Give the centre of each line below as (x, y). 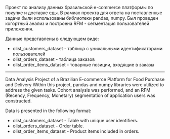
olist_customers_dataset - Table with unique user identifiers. (75, 120)
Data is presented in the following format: (48, 111)
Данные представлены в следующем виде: (52, 39)
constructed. (18, 101)
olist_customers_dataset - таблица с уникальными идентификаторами (88, 48)
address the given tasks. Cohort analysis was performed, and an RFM (78, 90)
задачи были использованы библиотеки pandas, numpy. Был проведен (82, 18)
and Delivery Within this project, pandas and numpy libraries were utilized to (85, 85)
